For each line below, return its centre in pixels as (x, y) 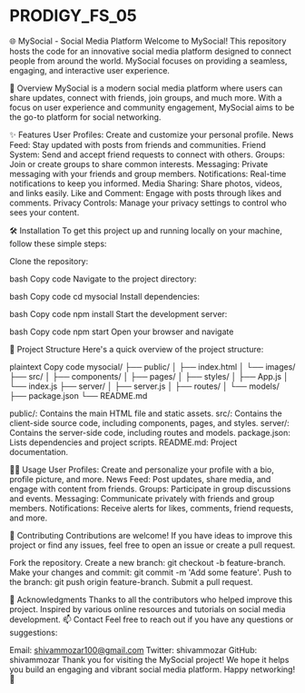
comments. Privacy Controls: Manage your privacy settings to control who (148, 203)
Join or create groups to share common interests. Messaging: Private (139, 163)
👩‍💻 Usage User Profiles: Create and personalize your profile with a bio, (142, 470)
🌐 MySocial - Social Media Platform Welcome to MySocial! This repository (148, 41)
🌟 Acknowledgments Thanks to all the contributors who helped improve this (151, 599)
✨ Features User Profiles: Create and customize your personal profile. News (152, 134)
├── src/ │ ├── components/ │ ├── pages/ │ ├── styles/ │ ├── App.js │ (149, 376)
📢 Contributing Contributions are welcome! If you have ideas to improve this (151, 535)
